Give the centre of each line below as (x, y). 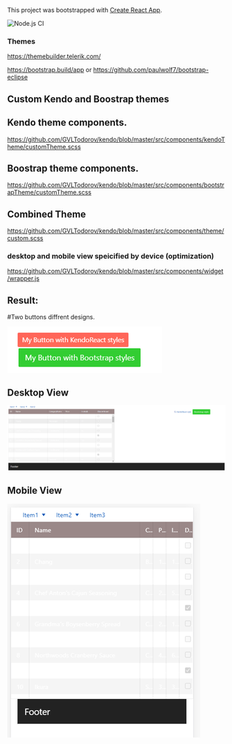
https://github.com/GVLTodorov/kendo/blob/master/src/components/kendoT (116, 139)
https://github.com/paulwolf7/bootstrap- (151, 70)
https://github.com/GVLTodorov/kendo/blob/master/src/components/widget (115, 271)
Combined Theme (47, 214)
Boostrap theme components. (73, 168)
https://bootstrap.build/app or (50, 70)
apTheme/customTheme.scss (50, 193)
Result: (23, 300)
